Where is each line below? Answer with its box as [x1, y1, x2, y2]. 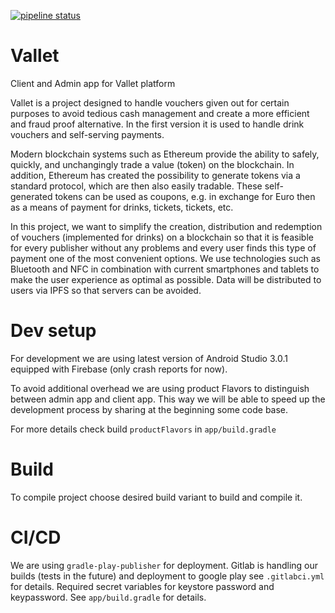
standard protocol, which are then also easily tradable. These [10, 180, 263, 192]
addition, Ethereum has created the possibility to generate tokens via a [10, 169, 301, 181]
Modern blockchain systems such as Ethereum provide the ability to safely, [10, 148, 320, 160]
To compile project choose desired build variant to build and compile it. [10, 491, 303, 503]
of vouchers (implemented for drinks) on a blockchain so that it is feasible [10, 231, 314, 243]
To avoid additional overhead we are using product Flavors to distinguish [10, 382, 310, 394]
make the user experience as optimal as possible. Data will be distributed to [10, 273, 322, 285]
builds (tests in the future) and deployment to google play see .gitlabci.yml [10, 570, 325, 582]
